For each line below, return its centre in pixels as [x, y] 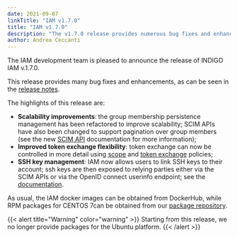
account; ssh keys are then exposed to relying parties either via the [116, 169]
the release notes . [34, 89]
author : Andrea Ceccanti [44, 40]
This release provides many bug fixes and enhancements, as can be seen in [118, 81]
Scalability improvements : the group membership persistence [109, 117]
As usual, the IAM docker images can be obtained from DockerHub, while [114, 198]
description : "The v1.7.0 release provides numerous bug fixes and [109, 34]
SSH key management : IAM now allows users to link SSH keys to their [120, 162]
